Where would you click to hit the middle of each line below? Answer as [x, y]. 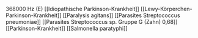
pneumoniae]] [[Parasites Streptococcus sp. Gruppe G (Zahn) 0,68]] [92, 22]
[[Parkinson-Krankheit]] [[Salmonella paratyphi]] [67, 28]
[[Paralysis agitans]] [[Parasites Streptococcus [122, 15]
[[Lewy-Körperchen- [167, 9]
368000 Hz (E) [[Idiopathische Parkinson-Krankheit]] [73, 9]
